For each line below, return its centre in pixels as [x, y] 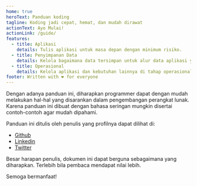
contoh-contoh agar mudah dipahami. [52, 113]
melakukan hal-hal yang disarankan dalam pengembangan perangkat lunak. [98, 100]
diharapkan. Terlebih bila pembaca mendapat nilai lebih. [74, 165]
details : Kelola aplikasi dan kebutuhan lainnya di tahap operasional [105, 72]
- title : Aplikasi [34, 45]
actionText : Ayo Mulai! [35, 28]
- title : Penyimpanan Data [44, 55]
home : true [19, 11]
